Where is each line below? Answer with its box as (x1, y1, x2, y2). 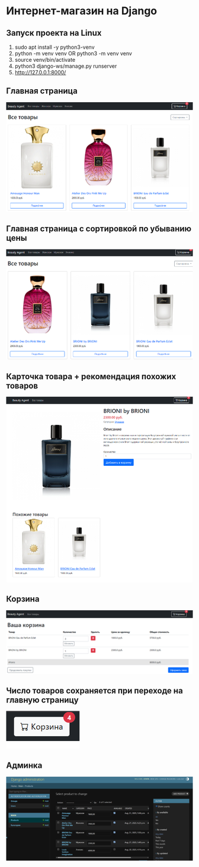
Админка (6, 761, 43, 771)
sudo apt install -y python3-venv (14, 43, 95, 51)
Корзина (6, 594, 40, 604)
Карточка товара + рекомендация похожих (6, 371, 176, 382)
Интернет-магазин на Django (6, 4, 158, 18)
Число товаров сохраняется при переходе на (6, 685, 184, 696)
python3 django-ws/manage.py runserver (14, 62, 117, 70)
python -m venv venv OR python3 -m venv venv (14, 50, 132, 57)
